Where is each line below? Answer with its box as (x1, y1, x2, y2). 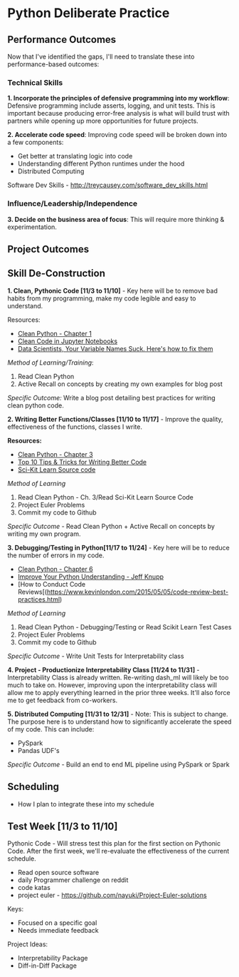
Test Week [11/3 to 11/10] (7, 821, 118, 832)
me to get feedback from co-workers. (7, 696, 118, 704)
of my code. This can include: (7, 724, 95, 733)
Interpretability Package (17, 954, 88, 963)
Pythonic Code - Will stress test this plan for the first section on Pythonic (7, 839, 221, 848)
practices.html (17, 594, 60, 604)
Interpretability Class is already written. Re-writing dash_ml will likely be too (7, 673, 229, 682)
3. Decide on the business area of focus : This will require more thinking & (7, 215, 225, 223)
